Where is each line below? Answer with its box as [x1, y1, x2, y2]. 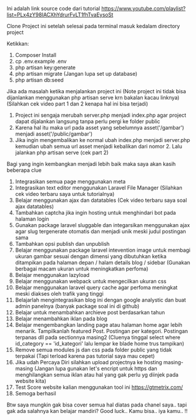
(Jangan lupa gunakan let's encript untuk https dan [34, 365, 157, 372]
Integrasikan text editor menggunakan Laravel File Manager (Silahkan [15, 184, 183, 191]
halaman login [15, 215, 49, 222]
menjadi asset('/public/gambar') [15, 130, 93, 137]
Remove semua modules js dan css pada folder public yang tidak [15, 346, 172, 353]
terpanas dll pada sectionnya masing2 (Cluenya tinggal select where [15, 334, 181, 341]
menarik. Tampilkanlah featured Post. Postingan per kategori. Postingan [15, 328, 188, 334]
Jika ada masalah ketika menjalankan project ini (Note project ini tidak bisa [6, 88, 187, 94]
